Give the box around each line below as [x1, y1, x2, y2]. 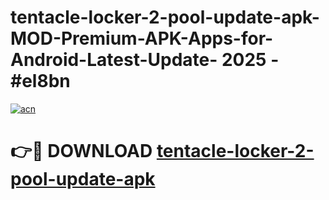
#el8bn [10, 70, 71, 93]
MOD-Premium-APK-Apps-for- [10, 27, 274, 50]
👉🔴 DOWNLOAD [10, 140, 153, 163]
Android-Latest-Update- [10, 49, 218, 71]
